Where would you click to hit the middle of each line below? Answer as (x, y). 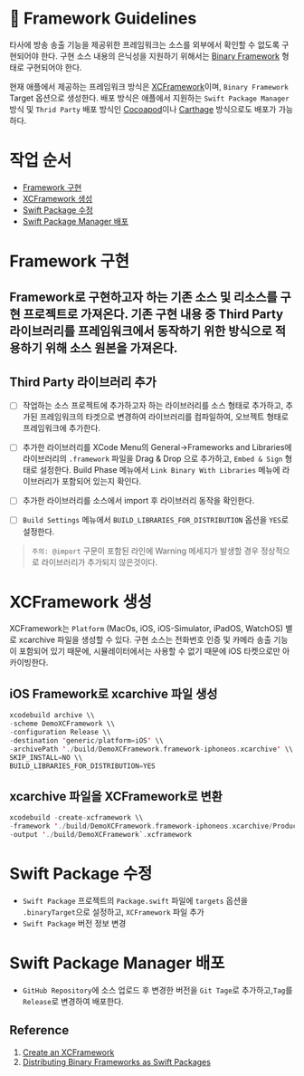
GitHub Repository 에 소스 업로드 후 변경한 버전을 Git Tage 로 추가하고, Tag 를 (157, 990)
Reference (39, 1030)
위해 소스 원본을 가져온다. (111, 348)
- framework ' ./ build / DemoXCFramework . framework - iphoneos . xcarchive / (141, 826)
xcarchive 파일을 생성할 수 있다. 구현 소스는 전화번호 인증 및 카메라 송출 (145, 640)
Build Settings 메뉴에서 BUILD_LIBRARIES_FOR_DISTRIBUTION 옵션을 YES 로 (156, 520)
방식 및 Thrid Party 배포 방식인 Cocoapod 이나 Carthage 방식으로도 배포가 (143, 109)
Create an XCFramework (68, 1052)
